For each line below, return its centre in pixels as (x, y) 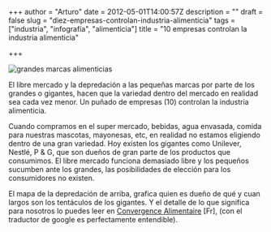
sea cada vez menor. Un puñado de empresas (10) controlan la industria (129, 102)
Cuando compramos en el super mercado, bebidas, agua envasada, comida (135, 126)
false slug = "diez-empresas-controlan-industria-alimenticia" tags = (122, 20)
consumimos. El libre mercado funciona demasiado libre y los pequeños (129, 161)
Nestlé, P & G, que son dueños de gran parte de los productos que (120, 152)
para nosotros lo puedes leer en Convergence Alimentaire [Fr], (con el (125, 211)
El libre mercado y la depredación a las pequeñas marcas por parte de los (132, 85)
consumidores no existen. (52, 178)
